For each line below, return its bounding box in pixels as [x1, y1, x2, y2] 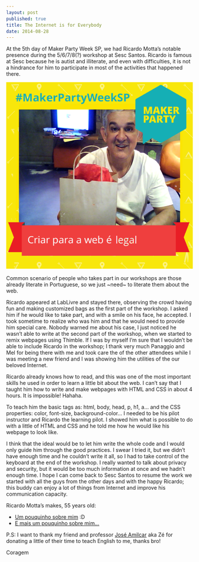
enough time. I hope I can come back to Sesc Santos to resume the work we [6, 471, 192, 479]
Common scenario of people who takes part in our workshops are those [6, 275, 182, 282]
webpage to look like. [6, 429, 59, 436]
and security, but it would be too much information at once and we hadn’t [6, 465, 185, 473]
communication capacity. [6, 490, 68, 497]
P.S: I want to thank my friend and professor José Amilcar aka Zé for [6, 531, 173, 538]
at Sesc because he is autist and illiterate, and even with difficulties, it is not [6, 58, 191, 65]
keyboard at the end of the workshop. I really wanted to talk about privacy [6, 459, 187, 466]
